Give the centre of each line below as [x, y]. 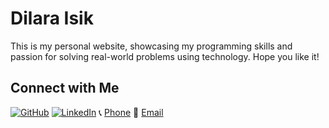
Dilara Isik [52, 18]
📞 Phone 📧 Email [131, 112]
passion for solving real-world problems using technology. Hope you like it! [165, 56]
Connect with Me [65, 88]
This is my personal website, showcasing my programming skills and [151, 46]
